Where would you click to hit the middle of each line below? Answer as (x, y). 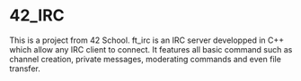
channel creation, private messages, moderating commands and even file (145, 59)
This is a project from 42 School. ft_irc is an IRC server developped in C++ (147, 40)
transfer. (25, 69)
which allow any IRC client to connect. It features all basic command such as (151, 49)
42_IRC (37, 16)
